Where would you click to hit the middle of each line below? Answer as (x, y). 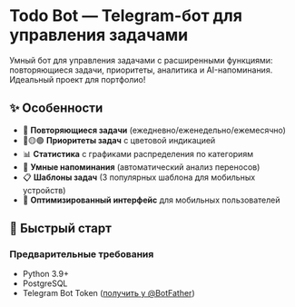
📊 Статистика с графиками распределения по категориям (138, 153)
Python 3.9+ (46, 274)
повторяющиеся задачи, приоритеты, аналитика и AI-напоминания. (141, 70)
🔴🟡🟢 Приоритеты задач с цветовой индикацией (119, 140)
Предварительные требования (82, 254)
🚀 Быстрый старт (60, 228)
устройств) (44, 190)
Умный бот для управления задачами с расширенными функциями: (141, 60)
